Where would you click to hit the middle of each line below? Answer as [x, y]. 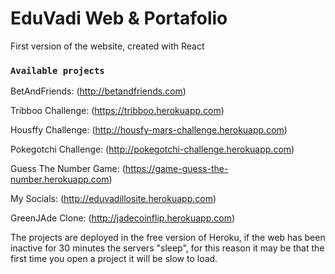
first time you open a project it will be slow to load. [114, 259]
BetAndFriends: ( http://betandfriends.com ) [98, 91]
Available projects [57, 70]
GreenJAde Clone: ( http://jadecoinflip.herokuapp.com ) [123, 218]
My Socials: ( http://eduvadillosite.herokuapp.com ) [113, 199]
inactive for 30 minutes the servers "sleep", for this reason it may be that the [167, 248]
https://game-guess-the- [176, 169]
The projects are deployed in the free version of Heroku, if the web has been [168, 238]
